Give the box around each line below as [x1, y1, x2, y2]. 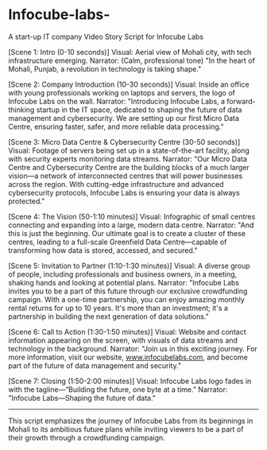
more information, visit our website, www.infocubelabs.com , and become [8, 352, 248, 362]
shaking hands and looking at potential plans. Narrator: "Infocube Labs [8, 277, 240, 287]
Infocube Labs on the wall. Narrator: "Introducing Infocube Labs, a [8, 96, 225, 106]
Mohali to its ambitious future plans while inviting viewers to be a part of [8, 424, 244, 434]
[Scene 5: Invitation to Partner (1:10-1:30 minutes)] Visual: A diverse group [8, 261, 250, 270]
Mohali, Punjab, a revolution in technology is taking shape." [8, 64, 202, 73]
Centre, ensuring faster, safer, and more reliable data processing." [8, 122, 224, 131]
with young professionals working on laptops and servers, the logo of [8, 87, 236, 97]
